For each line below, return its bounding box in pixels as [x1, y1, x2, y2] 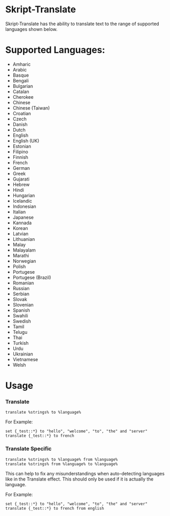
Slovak [12, 296, 27, 302]
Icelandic [12, 198, 32, 204]
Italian [12, 208, 26, 215]
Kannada [12, 220, 32, 226]
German [12, 165, 30, 171]
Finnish [12, 154, 29, 160]
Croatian [12, 110, 31, 116]
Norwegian [12, 258, 36, 264]
